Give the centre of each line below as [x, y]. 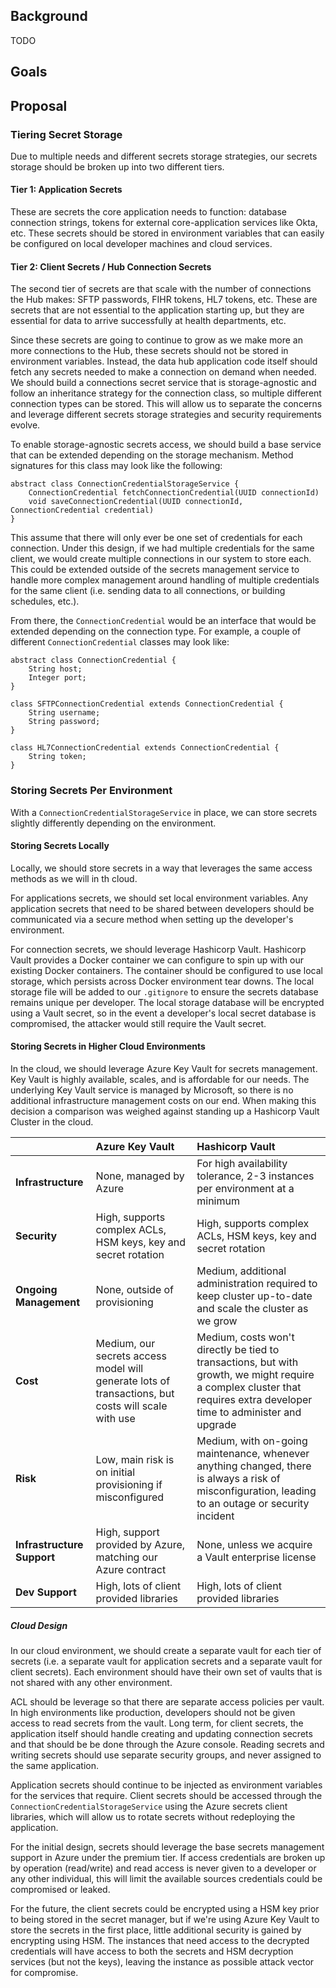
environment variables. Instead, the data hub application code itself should [164, 361]
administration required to [257, 1283]
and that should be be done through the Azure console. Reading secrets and [167, 1744]
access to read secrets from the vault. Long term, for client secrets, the [157, 1723]
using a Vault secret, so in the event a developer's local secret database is [163, 1013]
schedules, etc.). [45, 601]
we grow [217, 1321]
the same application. [55, 1765]
